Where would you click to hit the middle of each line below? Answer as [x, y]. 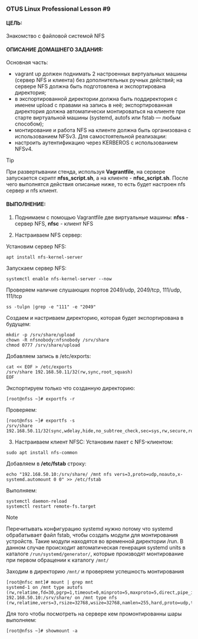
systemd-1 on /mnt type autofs [44, 587]
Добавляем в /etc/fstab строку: [46, 463]
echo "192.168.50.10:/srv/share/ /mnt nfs [59, 474]
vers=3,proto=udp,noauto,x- [148, 474]
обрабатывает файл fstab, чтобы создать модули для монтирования [92, 535]
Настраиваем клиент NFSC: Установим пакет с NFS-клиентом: [94, 442]
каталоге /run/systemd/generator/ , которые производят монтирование [95, 554]
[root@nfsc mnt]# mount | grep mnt [50, 582]
